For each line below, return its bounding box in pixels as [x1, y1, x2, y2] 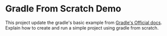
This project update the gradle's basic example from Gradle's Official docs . [5, 19, 162, 25]
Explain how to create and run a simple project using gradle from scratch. [5, 24, 159, 30]
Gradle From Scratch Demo [5, 3, 122, 14]
